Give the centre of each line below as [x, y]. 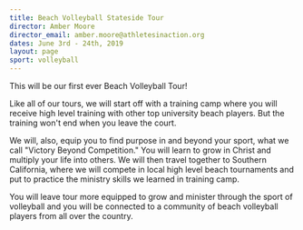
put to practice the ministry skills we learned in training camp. [125, 179]
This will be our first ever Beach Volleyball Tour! [98, 86]
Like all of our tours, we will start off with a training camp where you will [144, 104]
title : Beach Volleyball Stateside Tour [87, 18]
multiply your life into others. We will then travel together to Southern [138, 160]
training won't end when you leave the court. [93, 123]
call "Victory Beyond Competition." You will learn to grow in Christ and [141, 150]
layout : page [34, 52]
